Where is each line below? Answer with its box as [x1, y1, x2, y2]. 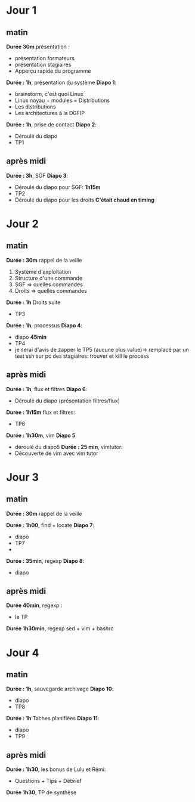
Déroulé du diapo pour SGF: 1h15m [14, 183, 101, 191]
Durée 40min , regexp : [6, 602, 63, 609]
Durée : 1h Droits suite [6, 299, 61, 306]
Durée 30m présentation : [6, 43, 70, 50]
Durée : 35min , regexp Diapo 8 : [6, 557, 85, 564]
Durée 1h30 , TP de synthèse [6, 789, 77, 796]
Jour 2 [6, 217, 39, 230]
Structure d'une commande [14, 274, 83, 281]
